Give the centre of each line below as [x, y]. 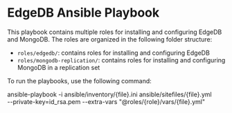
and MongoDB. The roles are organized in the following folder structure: [110, 39]
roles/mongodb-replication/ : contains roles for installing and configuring [121, 60]
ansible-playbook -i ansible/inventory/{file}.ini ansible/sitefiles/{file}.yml [110, 94]
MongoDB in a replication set [59, 67]
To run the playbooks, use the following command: [80, 80]
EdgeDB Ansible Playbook [83, 13]
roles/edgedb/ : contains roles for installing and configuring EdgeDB [113, 53]
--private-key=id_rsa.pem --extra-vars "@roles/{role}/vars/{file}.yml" [106, 101]
